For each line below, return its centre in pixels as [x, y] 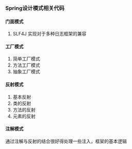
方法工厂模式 [26, 65]
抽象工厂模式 [26, 72]
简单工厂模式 [26, 59]
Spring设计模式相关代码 [35, 8]
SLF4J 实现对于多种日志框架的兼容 [49, 34]
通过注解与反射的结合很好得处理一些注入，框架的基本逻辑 [66, 141]
